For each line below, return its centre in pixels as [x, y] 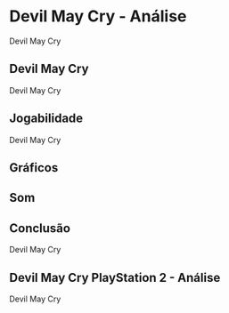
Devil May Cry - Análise [98, 16]
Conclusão [40, 228]
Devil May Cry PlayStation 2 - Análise [115, 277]
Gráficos [34, 168]
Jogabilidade [46, 119]
